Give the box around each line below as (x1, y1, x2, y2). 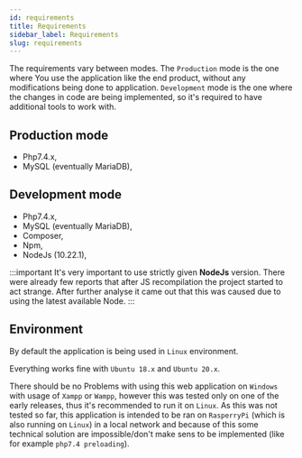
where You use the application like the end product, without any (9, 73, 246, 84)
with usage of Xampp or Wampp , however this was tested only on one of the (9, 389, 279, 401)
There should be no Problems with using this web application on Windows (9, 380, 279, 391)
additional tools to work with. (9, 101, 117, 113)
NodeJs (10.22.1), (22, 249, 87, 260)
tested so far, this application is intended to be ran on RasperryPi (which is (9, 409, 286, 420)
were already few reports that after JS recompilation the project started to (9, 276, 284, 287)
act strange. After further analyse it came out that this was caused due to (9, 286, 281, 297)
